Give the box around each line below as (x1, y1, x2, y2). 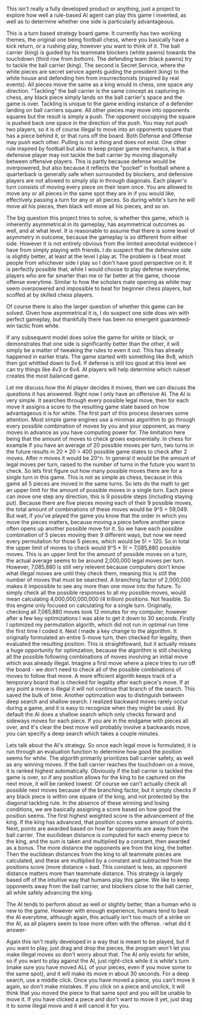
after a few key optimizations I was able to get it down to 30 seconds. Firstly (6, 615, 195, 622)
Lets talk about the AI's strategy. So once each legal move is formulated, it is (6, 742, 197, 748)
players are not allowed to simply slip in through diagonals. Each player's (6, 177, 187, 184)
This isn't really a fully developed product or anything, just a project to (6, 5, 181, 12)
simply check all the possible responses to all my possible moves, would (6, 589, 186, 596)
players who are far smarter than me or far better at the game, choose (6, 272, 180, 279)
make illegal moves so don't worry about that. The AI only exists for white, (6, 951, 191, 958)
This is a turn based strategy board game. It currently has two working (6, 30, 181, 37)
